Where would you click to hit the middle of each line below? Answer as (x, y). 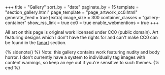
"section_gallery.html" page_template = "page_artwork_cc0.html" (71, 12)
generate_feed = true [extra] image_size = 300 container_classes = (73, 17)
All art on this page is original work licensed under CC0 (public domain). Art (82, 32)
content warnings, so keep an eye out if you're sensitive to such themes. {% (82, 62)
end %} (13, 68)
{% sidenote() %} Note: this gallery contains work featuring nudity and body (82, 52)
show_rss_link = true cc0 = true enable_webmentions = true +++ (93, 23)
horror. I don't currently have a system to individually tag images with (75, 57)
